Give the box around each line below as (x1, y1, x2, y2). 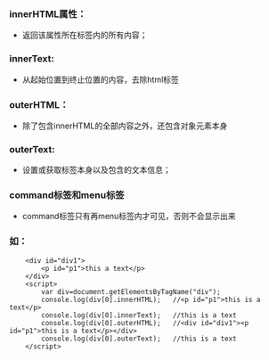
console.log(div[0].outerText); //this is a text (41, 334, 238, 343)
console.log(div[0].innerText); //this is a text (41, 310, 238, 320)
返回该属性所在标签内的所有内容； (21, 29, 148, 41)
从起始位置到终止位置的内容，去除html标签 (21, 74, 180, 85)
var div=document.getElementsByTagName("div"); (41, 287, 221, 296)
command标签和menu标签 (9, 189, 125, 201)
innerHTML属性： (9, 7, 87, 20)
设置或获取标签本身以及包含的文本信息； (21, 165, 171, 176)
